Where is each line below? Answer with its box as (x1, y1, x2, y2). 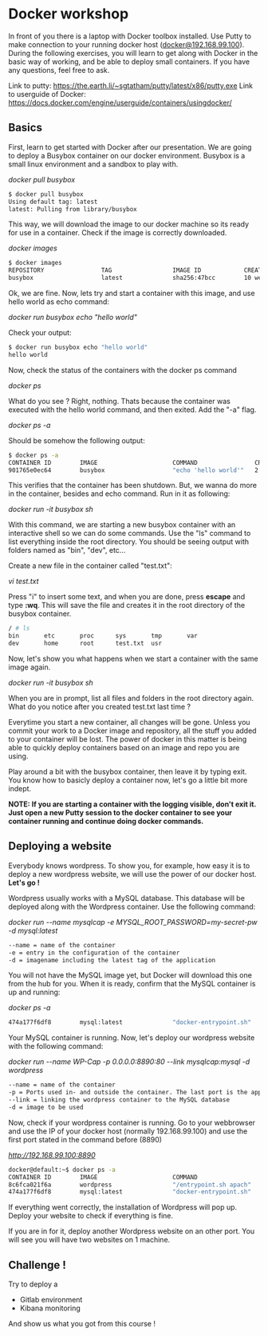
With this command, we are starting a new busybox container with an (8, 520, 236, 530)
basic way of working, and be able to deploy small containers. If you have (8, 57, 250, 66)
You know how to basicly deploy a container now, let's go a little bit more (8, 775, 248, 785)
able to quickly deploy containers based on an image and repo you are (8, 743, 240, 752)
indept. (8, 784, 32, 793)
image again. (8, 662, 51, 672)
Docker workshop (8, 5, 129, 23)
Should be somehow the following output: (8, 435, 145, 445)
